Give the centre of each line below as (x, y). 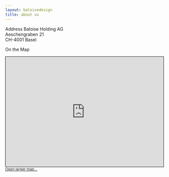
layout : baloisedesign (29, 10)
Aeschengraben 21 (25, 34)
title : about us (22, 15)
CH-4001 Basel (21, 39)
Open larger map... (21, 169)
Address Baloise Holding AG (34, 29)
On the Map (17, 49)
